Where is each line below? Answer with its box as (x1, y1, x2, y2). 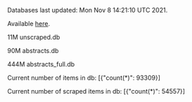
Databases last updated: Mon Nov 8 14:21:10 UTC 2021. (7, 6, 168, 14)
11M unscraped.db (7, 33, 60, 41)
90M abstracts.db (7, 47, 59, 54)
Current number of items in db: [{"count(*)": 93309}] (7, 73, 160, 82)
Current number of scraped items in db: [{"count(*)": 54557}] (7, 87, 185, 95)
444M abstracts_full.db (7, 60, 75, 68)
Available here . (7, 20, 51, 27)
